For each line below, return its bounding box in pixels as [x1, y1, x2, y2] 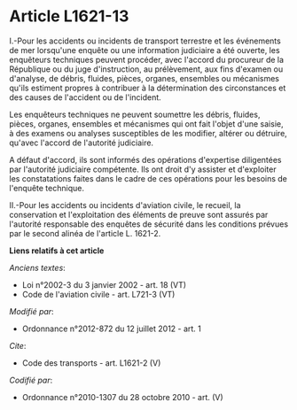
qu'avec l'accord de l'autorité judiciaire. [9, 137, 153, 148]
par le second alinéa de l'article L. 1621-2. [9, 228, 161, 238]
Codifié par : [9, 375, 53, 385]
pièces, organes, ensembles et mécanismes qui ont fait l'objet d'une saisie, [9, 118, 284, 129]
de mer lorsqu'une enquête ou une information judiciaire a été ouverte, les [9, 44, 281, 55]
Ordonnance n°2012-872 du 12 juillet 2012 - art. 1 [21, 323, 202, 334]
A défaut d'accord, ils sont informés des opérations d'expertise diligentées [9, 154, 282, 165]
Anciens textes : [9, 262, 66, 273]
